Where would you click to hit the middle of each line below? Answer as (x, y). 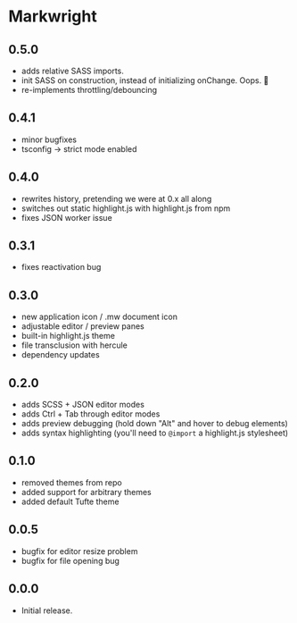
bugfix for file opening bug (70, 560)
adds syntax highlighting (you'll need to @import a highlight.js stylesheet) (155, 433)
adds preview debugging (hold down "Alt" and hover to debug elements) (155, 424)
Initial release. (47, 610)
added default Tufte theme (70, 501)
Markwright (53, 17)
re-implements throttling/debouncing (89, 90)
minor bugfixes (49, 139)
